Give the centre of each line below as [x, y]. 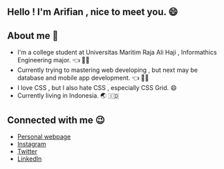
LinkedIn [29, 159]
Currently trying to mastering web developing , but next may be [108, 70]
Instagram [31, 144]
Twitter [27, 152]
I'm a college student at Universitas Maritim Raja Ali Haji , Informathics [117, 53]
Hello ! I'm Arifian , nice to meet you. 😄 [93, 12]
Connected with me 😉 [56, 120]
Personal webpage [44, 137]
